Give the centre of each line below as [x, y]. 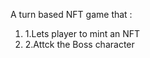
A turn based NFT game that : [71, 14]
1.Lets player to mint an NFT [82, 33]
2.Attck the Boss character [79, 44]
